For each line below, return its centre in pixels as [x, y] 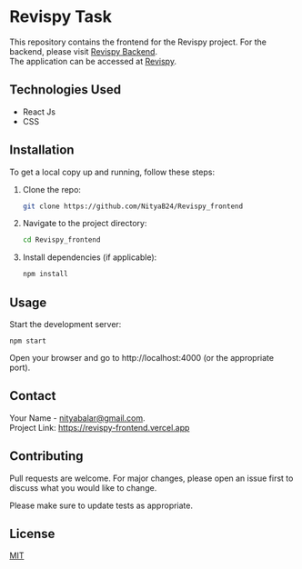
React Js [39, 112]
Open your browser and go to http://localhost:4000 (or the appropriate [142, 358]
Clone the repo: [52, 189]
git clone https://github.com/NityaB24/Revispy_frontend [133, 206]
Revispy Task [60, 17]
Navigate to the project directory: [85, 224]
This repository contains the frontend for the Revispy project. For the [138, 42]
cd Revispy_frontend [61, 240]
